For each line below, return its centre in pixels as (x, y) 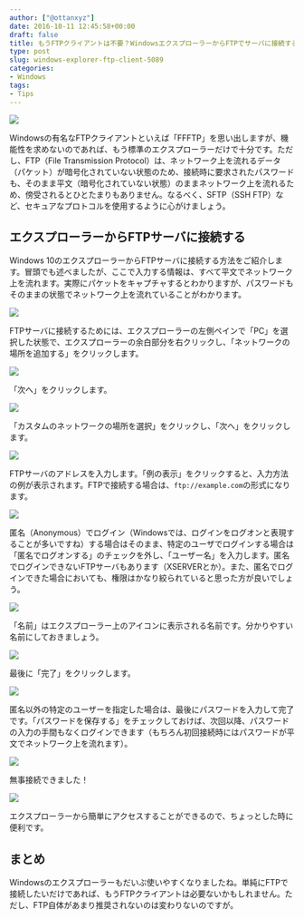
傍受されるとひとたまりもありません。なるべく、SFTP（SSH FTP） (150, 194)
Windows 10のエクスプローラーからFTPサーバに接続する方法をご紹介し (142, 260)
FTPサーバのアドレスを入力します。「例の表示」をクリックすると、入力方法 (149, 474)
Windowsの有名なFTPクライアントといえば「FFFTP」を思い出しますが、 (145, 138)
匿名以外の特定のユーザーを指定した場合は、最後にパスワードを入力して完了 (152, 709)
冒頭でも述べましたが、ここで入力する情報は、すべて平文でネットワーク (158, 272)
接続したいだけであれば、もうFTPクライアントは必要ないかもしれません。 (147, 894)
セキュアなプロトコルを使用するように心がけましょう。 (128, 206)
